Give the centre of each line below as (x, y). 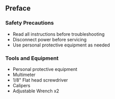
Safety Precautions (30, 23)
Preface (18, 8)
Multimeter (24, 75)
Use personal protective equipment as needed (61, 45)
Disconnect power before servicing (50, 39)
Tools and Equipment (32, 58)
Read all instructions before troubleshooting (59, 34)
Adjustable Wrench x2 (36, 91)
